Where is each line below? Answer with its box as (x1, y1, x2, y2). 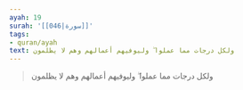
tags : (9, 29, 29, 38)
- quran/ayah (9, 37, 58, 47)
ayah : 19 (9, 12, 42, 22)
